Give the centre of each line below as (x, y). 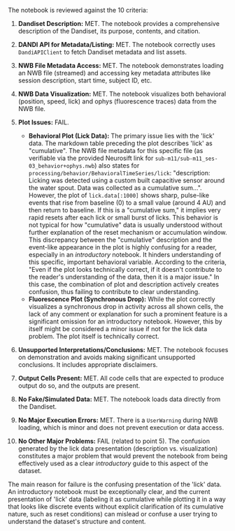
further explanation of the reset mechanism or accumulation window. (128, 232)
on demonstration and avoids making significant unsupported (107, 357)
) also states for (117, 166)
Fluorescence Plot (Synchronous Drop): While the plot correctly (122, 299)
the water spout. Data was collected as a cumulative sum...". (115, 188)
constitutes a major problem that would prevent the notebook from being (123, 456)
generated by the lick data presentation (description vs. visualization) (118, 449)
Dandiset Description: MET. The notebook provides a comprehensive (119, 23)
